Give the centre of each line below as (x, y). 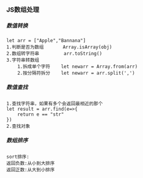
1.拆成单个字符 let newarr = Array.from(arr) (78, 66)
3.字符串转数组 (23, 60)
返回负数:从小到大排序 (31, 163)
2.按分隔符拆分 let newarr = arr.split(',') (76, 73)
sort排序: (18, 157)
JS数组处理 (23, 9)
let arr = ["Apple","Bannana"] (46, 40)
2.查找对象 (18, 126)
